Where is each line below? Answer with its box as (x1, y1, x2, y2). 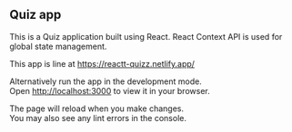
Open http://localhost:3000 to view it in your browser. (9, 85, 211, 96)
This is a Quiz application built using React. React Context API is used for (9, 31, 283, 42)
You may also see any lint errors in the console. (9, 112, 186, 123)
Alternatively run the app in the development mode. (9, 76, 202, 87)
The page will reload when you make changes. (9, 103, 185, 114)
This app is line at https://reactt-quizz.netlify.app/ (9, 58, 196, 69)
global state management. (9, 41, 107, 52)
